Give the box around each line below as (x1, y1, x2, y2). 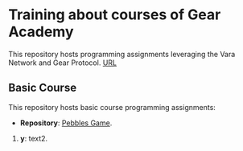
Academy (8, 22, 74, 41)
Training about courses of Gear (8, 6, 221, 24)
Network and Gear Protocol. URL (8, 58, 117, 67)
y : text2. (19, 133, 48, 143)
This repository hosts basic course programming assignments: (8, 102, 216, 112)
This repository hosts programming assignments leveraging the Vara (8, 49, 236, 59)
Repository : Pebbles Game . (19, 118, 113, 128)
